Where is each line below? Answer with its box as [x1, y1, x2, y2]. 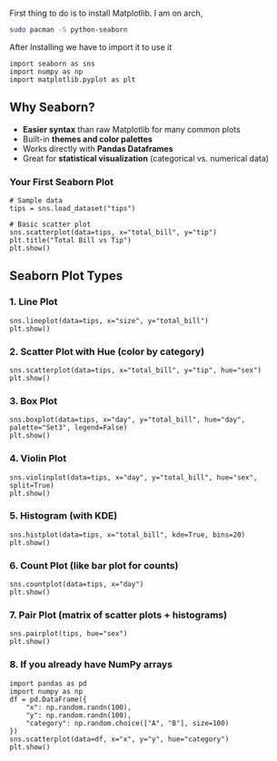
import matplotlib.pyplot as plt [9, 74, 136, 84]
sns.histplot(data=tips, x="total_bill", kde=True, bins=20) [9, 530, 246, 539]
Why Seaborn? [9, 100, 95, 115]
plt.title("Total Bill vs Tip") [9, 235, 132, 244]
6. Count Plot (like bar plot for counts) [9, 558, 179, 571]
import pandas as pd [9, 678, 88, 688]
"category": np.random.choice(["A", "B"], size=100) [25, 718, 230, 727]
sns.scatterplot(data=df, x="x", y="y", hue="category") [9, 735, 230, 744]
